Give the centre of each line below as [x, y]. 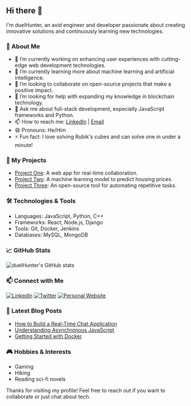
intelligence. [29, 78]
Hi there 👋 [24, 11]
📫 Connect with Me [35, 281]
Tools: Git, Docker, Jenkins [47, 228]
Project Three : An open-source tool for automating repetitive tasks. [95, 186]
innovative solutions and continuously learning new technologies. [85, 31]
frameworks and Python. [44, 115]
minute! [24, 145]
